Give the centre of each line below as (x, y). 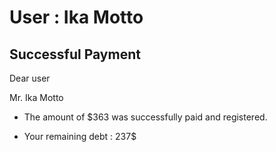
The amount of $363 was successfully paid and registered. (145, 117)
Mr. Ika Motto (36, 97)
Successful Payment (75, 54)
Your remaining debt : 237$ (80, 136)
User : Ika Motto (76, 17)
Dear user (30, 78)
